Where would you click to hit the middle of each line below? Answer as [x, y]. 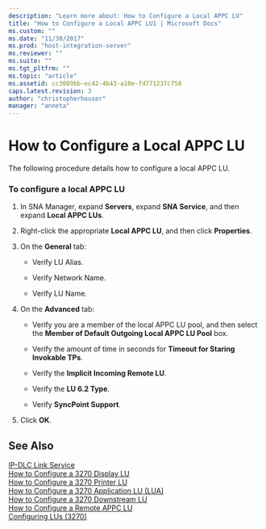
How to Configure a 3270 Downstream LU [78, 500]
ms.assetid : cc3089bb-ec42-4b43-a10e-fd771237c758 [95, 83]
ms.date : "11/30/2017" [46, 38]
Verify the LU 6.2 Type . [71, 389]
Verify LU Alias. [58, 262]
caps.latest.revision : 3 [50, 91]
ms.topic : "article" [43, 76]
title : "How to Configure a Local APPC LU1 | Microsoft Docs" [115, 23]
